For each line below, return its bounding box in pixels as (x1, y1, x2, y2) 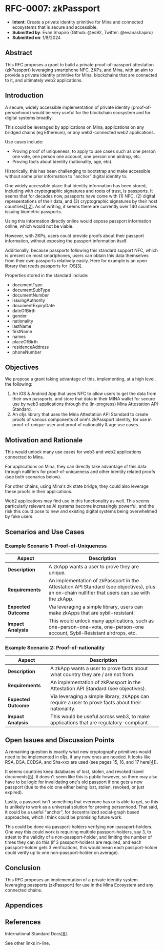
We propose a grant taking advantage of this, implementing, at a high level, (5, 376, 156, 382)
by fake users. (5, 514, 34, 519)
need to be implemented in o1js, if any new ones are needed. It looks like (5, 754, 151, 760)
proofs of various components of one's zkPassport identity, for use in (12, 416, 152, 422)
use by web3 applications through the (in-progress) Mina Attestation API (12, 401, 158, 407)
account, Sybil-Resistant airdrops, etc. (48, 630, 137, 636)
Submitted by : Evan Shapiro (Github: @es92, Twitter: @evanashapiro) (12, 29, 153, 35)
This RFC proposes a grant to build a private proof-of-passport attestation (5, 61, 154, 67)
